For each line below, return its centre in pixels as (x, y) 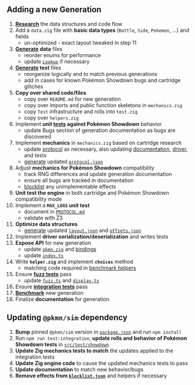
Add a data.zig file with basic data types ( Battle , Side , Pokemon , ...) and (102, 30)
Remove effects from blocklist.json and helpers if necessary (91, 376)
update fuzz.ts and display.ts (61, 280)
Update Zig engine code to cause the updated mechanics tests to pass (102, 363)
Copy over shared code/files (51, 92)
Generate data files (39, 49)
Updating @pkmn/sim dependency (67, 318)
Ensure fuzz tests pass (43, 274)
